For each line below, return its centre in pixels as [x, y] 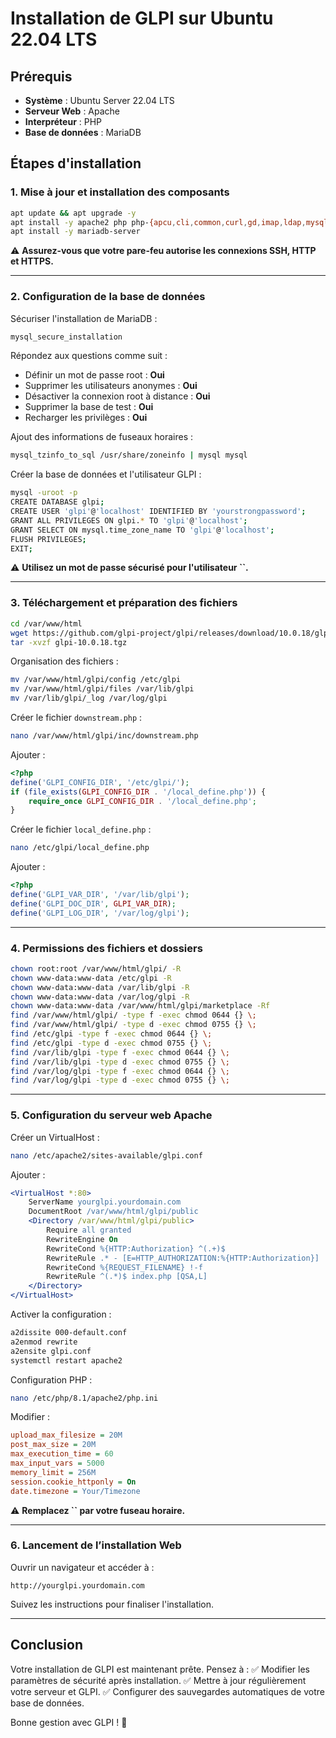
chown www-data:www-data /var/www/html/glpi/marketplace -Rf [140, 1006]
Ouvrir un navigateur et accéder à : [82, 1567]
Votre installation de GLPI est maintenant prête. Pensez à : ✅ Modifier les [160, 1669]
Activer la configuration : [61, 1314]
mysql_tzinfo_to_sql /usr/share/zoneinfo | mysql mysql [129, 455]
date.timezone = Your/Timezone [75, 1491]
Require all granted [89, 1230]
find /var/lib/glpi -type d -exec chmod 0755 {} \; [120, 1062]
